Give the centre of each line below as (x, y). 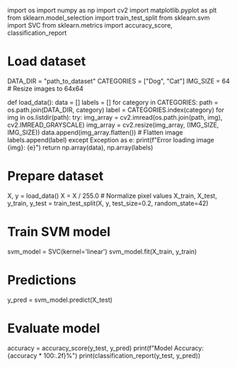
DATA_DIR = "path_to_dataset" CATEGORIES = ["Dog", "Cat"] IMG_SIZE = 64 (118, 81)
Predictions (42, 280)
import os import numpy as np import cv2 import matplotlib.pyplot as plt (112, 10)
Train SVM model (59, 232)
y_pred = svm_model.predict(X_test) (60, 300)
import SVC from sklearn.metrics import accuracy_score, (90, 25)
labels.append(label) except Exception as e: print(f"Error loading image (111, 140)
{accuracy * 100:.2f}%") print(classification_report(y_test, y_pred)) (104, 355)
